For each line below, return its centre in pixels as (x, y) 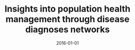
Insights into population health (67, 9)
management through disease (67, 19)
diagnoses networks (67, 30)
